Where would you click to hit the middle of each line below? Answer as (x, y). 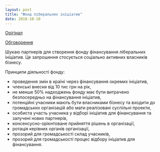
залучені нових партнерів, (40, 118)
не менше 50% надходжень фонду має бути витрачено (71, 92)
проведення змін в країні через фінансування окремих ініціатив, (80, 81)
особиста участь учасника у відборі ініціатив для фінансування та (82, 113)
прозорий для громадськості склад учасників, (61, 134)
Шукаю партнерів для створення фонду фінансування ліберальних (76, 52)
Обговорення (19, 42)
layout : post (18, 10)
